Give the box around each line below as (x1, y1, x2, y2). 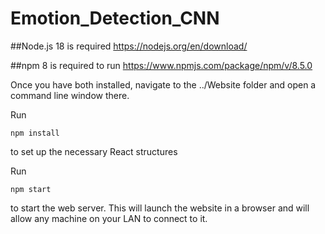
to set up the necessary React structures (10, 145, 178, 157)
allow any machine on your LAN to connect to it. (10, 212, 208, 224)
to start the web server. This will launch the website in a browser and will (10, 202, 310, 214)
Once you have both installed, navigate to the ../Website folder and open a (10, 78, 317, 91)
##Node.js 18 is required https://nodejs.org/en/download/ (10, 40, 248, 52)
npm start (10, 184, 52, 194)
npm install (10, 128, 60, 138)
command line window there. (10, 89, 130, 101)
